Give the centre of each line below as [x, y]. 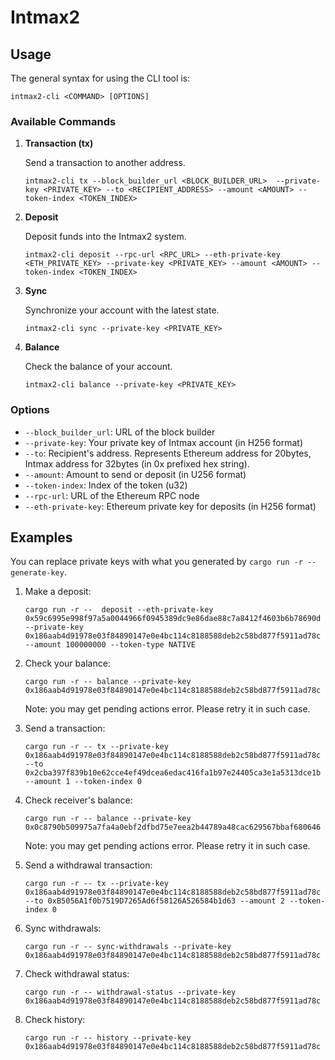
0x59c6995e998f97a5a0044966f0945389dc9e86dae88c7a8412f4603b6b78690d [173, 619]
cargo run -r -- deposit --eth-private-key [119, 610]
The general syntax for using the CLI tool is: [100, 78]
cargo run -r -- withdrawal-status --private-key [130, 992]
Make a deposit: [58, 592]
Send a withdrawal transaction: [88, 865]
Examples [41, 537]
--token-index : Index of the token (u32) [106, 485]
